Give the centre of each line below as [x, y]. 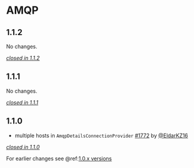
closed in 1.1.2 [23, 58]
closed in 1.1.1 [22, 102]
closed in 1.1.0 [23, 147]
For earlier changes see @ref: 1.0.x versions [59, 159]
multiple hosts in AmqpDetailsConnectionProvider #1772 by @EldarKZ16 [101, 135]
